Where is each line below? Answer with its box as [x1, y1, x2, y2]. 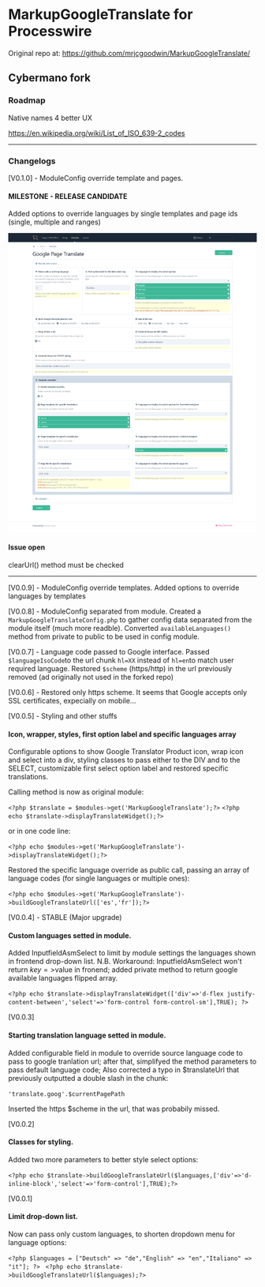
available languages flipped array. [8, 974, 118, 983]
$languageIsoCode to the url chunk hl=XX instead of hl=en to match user [8, 655, 234, 665]
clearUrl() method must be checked [8, 561, 125, 570]
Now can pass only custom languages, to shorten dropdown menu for [8, 1229, 236, 1239]
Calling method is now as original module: [8, 787, 144, 797]
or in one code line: [8, 827, 71, 836]
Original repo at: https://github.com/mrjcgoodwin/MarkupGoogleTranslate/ [8, 48, 251, 58]
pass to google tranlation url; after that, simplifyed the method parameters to [8, 1056, 257, 1066]
